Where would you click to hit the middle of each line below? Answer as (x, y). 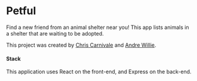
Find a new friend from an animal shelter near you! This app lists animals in (98, 27)
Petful (21, 11)
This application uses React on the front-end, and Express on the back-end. (99, 72)
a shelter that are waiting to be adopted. (55, 33)
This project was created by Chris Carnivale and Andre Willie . (81, 45)
